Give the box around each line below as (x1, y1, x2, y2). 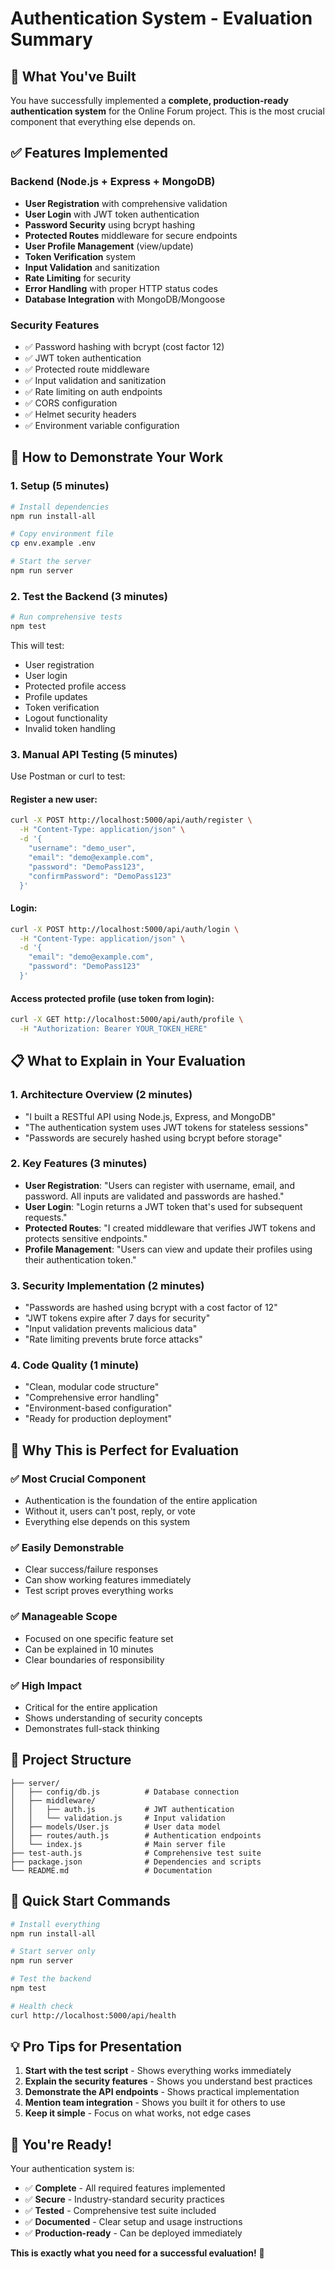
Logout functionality (24, 712, 108, 724)
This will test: (10, 639, 65, 651)
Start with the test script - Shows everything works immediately (24, 2065, 292, 2077)
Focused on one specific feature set (24, 1632, 174, 1644)
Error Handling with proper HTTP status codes (24, 282, 218, 294)
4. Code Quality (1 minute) (10, 1358, 140, 1372)
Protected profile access (24, 680, 127, 692)
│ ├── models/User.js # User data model (10, 1822, 222, 1832)
